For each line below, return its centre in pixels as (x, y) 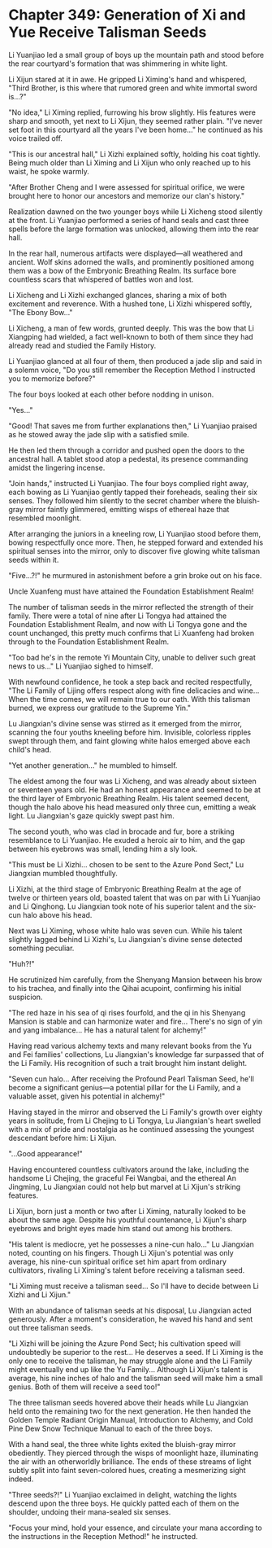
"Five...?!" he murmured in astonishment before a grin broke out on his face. (135, 575)
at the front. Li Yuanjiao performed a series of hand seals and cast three (129, 220)
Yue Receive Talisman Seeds (108, 32)
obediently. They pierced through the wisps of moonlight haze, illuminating (133, 1453)
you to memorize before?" (52, 378)
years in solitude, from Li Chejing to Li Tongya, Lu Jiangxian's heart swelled (135, 1120)
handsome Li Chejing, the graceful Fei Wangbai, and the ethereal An (123, 1177)
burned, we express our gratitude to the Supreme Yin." (100, 708)
